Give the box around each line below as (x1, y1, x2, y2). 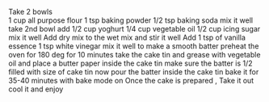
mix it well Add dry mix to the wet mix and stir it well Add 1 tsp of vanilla (8, 32, 246, 42)
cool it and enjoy (8, 84, 64, 94)
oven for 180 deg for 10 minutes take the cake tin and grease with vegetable (8, 50, 261, 59)
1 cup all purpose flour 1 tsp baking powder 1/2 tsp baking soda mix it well (8, 15, 253, 25)
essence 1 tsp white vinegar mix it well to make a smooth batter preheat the (8, 41, 259, 51)
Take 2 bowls (8, 7, 53, 16)
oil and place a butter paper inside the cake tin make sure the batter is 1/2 (8, 58, 253, 68)
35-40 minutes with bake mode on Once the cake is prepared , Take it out (8, 76, 254, 85)
